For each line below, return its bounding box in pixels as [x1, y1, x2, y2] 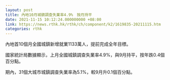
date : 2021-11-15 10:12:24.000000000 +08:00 [5, 17, 102, 22]
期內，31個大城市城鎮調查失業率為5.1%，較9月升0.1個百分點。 [5, 69, 135, 75]
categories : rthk [5, 26, 42, 32]
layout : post [5, 7, 33, 13]
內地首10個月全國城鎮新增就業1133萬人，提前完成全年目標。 [5, 41, 131, 47]
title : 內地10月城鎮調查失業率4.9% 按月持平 [5, 12, 92, 17]
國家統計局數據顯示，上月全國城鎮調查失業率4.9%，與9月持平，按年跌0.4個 [5, 52, 165, 58]
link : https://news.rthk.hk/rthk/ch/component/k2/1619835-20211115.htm [5, 21, 161, 27]
